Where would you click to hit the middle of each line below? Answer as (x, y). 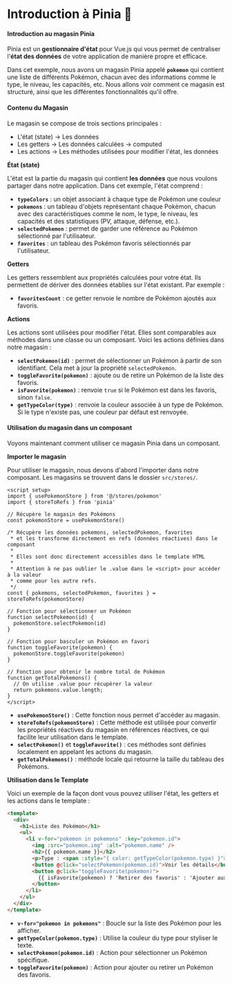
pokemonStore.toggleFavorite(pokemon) (69, 654)
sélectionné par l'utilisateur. (56, 235)
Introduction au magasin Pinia (51, 33)
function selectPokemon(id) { (51, 617)
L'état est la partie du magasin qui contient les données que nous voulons (112, 178)
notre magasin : (29, 347)
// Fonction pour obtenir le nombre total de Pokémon (86, 672)
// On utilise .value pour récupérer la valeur (83, 684)
